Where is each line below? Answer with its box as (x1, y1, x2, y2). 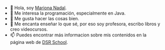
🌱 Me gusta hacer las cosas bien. (10, 16, 79, 21)
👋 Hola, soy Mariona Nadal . (10, 5, 67, 11)
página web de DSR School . (10, 39, 68, 45)
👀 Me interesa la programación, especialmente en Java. (10, 10, 126, 16)
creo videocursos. (10, 26, 48, 32)
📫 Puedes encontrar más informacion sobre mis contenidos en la (10, 32, 147, 38)
